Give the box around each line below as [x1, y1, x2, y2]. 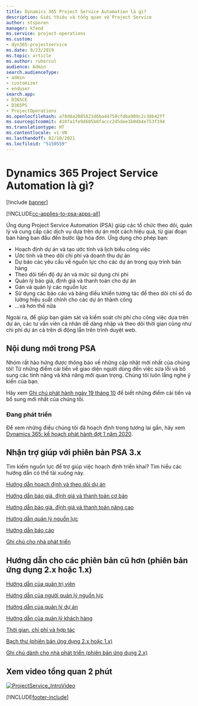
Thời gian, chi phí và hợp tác [6, 626, 76, 634]
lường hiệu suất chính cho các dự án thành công [14, 296, 133, 303]
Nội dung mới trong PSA [6, 343, 96, 353]
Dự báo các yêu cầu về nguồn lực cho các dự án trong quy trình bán [14, 258, 181, 265]
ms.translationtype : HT [6, 124, 65, 130]
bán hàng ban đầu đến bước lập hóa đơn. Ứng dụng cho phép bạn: [6, 234, 168, 241]
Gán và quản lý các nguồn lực [14, 283, 87, 290]
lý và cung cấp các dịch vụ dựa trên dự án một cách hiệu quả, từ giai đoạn [6, 227, 187, 235]
